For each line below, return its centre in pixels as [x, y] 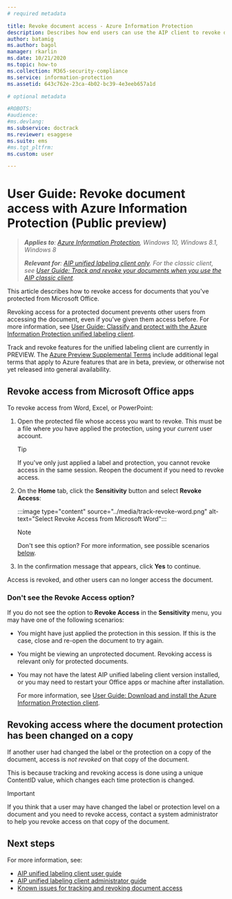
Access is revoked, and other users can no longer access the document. [110, 580]
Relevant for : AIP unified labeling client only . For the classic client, [119, 263]
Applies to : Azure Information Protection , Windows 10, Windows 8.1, [121, 243]
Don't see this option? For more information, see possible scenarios [113, 546]
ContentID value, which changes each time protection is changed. [101, 780]
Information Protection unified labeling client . [71, 334]
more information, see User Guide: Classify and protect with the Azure [107, 327]
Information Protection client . [58, 703]
